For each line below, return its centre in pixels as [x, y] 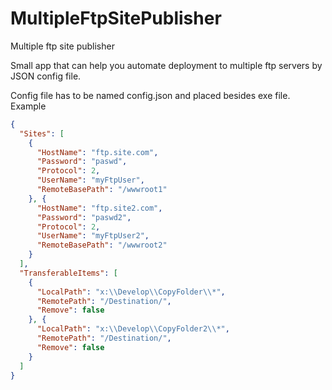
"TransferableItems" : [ [68, 273]
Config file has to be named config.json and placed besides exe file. [150, 95]
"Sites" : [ [42, 133]
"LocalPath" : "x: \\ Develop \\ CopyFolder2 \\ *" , [133, 329]
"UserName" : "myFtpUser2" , [93, 236]
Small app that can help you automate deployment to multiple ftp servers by [166, 65]
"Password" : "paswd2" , [84, 217]
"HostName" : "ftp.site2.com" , [99, 208]
